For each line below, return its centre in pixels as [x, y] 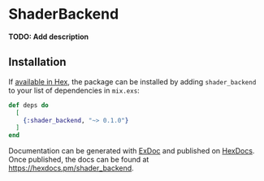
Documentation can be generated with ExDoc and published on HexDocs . [132, 151]
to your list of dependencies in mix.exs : [74, 90]
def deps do [28, 105]
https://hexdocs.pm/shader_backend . [71, 168]
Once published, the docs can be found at [79, 160]
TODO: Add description [49, 37]
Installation [37, 62]
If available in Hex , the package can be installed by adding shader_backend [132, 81]
